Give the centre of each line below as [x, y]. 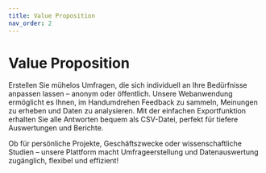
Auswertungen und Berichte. [56, 128]
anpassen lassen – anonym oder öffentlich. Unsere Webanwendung [121, 94]
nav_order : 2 [30, 23]
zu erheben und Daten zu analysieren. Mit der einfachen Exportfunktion [127, 111]
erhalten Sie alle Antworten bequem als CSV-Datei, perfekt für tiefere [123, 119]
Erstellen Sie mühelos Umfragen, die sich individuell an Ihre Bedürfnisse [128, 85]
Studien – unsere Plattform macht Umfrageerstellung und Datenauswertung [134, 152]
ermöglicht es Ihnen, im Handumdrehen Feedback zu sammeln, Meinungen [133, 102]
